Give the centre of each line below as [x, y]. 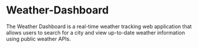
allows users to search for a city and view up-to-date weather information [96, 32]
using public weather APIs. [39, 39]
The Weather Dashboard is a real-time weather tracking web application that [99, 26]
